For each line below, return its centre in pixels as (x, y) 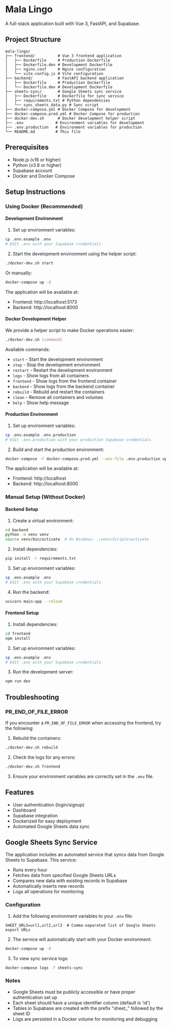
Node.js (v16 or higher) (37, 160)
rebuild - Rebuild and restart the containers (59, 392)
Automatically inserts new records (48, 886)
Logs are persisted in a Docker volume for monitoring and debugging (85, 1019)
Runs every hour (30, 870)
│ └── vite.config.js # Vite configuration (54, 73)
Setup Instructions (35, 192)
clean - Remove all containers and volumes (58, 397)
